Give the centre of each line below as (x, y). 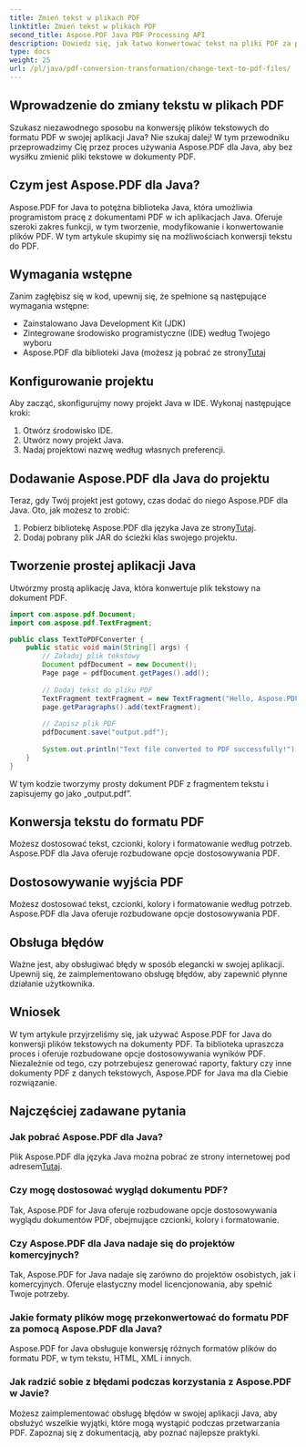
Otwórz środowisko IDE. (68, 431)
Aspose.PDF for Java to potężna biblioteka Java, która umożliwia (131, 207)
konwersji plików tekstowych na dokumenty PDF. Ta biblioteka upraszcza (147, 1044)
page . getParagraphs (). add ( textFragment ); (122, 707)
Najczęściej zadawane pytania (98, 1111)
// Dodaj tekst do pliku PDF (97, 690)
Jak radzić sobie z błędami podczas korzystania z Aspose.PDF (151, 1382)
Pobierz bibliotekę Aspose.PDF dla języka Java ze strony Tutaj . (139, 527)
